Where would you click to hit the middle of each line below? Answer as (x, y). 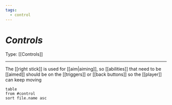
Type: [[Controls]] (24, 54)
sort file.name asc (26, 98)
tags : (11, 10)
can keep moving (24, 80)
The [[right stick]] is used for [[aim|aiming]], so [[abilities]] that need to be (83, 69)
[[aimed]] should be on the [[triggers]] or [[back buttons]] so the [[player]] (84, 74)
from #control (20, 94)
